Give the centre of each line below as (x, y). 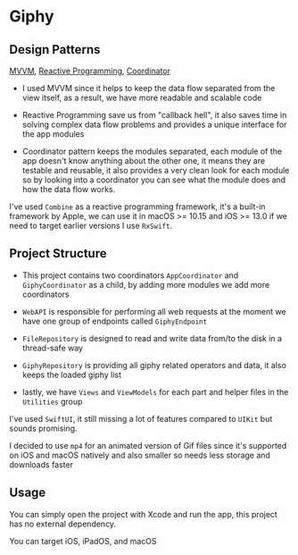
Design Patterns (55, 50)
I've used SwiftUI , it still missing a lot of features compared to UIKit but (141, 418)
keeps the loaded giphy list (72, 374)
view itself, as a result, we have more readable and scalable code (142, 97)
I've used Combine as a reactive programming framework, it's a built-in (137, 206)
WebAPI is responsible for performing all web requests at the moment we (154, 311)
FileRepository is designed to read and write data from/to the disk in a (152, 338)
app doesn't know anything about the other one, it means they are (144, 161)
